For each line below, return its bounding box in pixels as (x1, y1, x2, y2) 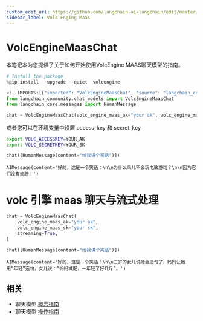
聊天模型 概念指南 (14, 300, 59, 308)
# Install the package (6, 73, 63, 79)
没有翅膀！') (10, 171, 39, 177)
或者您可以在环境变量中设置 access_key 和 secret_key (6, 124, 141, 131)
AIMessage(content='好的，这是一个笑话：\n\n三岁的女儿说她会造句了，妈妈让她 (6, 259, 185, 265)
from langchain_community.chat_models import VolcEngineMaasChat (6, 96, 174, 102)
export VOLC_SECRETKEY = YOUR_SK (6, 142, 85, 148)
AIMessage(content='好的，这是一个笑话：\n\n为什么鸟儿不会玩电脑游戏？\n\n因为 (6, 165, 192, 171)
